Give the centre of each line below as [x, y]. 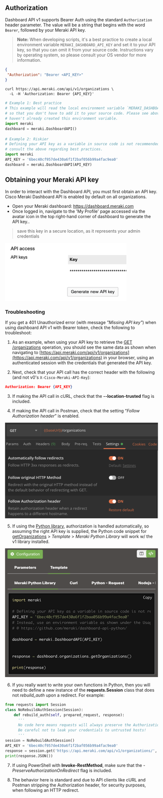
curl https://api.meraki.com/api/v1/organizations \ [59, 89]
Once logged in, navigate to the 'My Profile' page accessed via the [79, 211]
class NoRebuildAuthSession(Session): [44, 710]
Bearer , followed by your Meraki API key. [46, 30]
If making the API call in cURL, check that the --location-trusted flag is [83, 396]
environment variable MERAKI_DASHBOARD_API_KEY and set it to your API [86, 44]
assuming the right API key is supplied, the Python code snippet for [79, 531]
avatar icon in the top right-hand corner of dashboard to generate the [81, 216]
